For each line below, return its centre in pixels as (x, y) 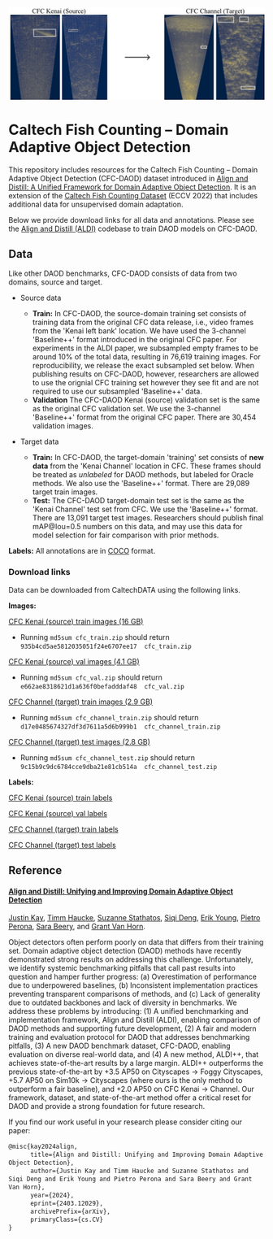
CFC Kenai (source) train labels (61, 798)
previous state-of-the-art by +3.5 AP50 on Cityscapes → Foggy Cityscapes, (136, 1072)
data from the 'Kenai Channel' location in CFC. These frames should (147, 466)
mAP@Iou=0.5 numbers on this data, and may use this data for (137, 527)
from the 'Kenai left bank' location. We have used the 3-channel (139, 331)
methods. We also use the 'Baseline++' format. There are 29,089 (141, 484)
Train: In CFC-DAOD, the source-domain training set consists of (139, 314)
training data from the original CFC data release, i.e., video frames (143, 322)
